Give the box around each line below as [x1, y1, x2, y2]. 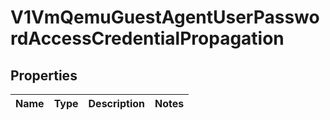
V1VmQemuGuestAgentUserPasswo [10, 6, 320, 29]
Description [88, 97, 145, 110]
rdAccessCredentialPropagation [10, 27, 285, 50]
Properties [10, 67, 78, 84]
